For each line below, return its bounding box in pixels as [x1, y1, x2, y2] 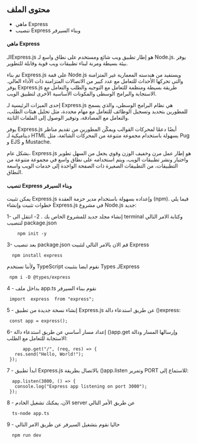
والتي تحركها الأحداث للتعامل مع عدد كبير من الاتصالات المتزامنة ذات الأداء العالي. [7, 78, 183, 85]
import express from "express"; [9, 296, 95, 303]
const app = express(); [9, 318, 68, 324]
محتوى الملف [7, 5, 50, 15]
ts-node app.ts [12, 411, 50, 417]
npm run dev [12, 432, 42, 439]
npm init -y [17, 231, 47, 237]
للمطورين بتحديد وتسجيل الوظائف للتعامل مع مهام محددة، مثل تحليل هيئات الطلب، [7, 108, 188, 115]
